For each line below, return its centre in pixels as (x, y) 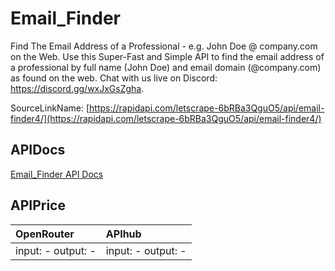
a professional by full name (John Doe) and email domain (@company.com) (166, 67)
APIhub (123, 234)
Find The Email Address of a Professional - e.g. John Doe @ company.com (164, 46)
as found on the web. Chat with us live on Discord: (114, 78)
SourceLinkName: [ (50, 108)
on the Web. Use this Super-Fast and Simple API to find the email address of (167, 56)
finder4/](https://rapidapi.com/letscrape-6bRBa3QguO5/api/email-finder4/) (166, 118)
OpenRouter (45, 234)
